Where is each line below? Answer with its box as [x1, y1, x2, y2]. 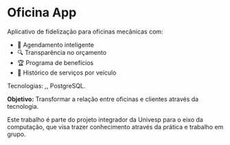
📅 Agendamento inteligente [16, 40, 95, 49]
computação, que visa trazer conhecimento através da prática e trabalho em [7, 122, 224, 131]
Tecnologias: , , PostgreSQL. [7, 81, 86, 90]
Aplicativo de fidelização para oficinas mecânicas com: [7, 27, 163, 36]
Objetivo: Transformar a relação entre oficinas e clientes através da [7, 94, 199, 103]
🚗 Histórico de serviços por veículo [16, 68, 117, 77]
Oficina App [7, 5, 77, 21]
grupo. [7, 130, 26, 138]
